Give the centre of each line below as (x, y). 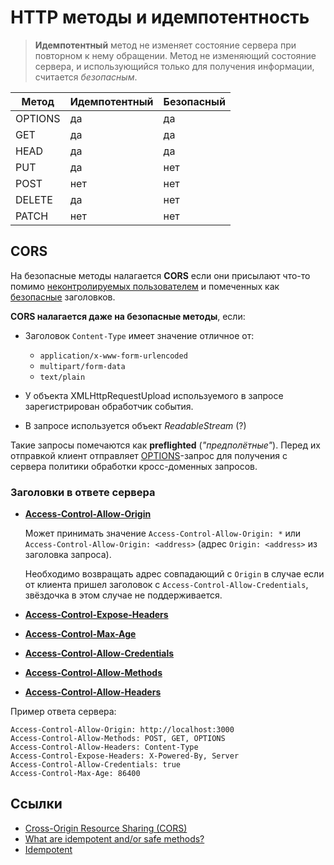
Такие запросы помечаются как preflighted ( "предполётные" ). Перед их (165, 445)
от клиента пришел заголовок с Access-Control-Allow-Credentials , (166, 585)
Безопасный (194, 101)
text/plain (62, 377)
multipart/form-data (82, 366)
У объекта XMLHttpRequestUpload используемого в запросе (154, 395)
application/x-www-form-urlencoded (113, 356)
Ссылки (36, 804)
